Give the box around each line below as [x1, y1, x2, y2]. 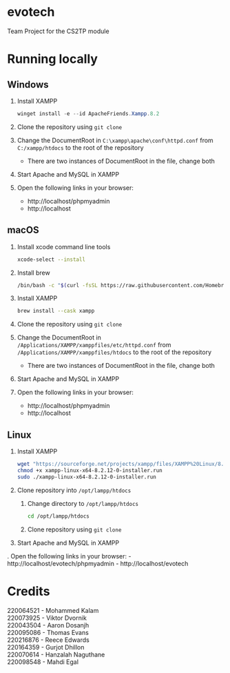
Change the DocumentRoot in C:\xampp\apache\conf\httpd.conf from [17, 136, 213, 144]
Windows [7, 79, 49, 90]
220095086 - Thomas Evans [7, 628, 90, 636]
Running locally [7, 51, 98, 67]
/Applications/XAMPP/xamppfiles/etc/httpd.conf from [17, 341, 171, 349]
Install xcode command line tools [17, 242, 111, 251]
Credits [7, 583, 50, 599]
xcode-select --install [17, 256, 86, 263]
